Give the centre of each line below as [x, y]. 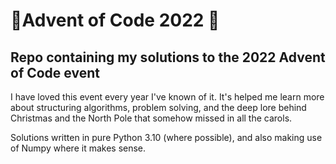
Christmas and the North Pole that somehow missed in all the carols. [151, 118]
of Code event [55, 72]
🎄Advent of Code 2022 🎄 [115, 20]
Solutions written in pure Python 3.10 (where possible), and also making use [166, 137]
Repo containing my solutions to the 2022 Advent [168, 57]
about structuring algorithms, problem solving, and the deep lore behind [158, 107]
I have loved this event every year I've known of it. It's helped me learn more [167, 97]
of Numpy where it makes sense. [78, 148]
